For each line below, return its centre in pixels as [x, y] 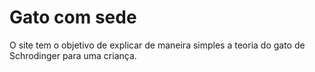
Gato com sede [73, 17]
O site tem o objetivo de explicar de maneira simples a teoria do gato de [157, 45]
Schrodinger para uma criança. [73, 55]
